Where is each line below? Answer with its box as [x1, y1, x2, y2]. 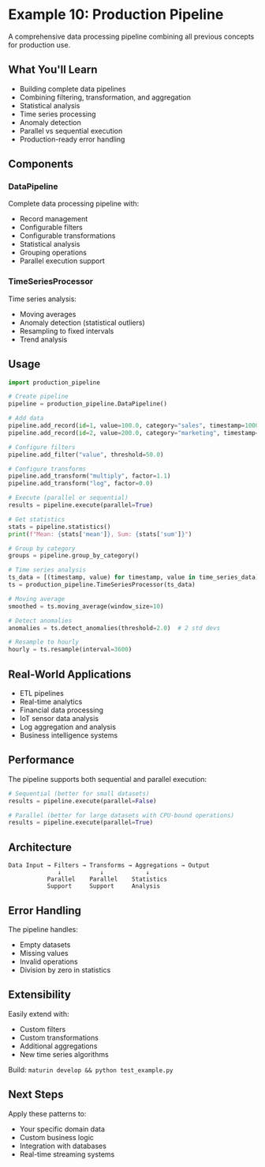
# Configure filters [8, 443, 77, 451]
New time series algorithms [19, 1049, 109, 1059]
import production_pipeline [8, 378, 101, 387]
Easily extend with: [8, 1009, 69, 1018]
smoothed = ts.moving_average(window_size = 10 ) [8, 602, 164, 610]
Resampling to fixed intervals [19, 326, 114, 335]
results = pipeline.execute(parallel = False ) [8, 797, 157, 805]
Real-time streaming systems [19, 1149, 115, 1159]
